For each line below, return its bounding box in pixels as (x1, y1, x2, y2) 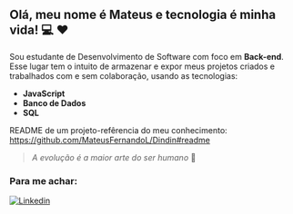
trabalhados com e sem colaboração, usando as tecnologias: (9, 70, 238, 81)
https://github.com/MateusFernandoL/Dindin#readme (9, 134, 211, 145)
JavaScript (22, 88, 66, 99)
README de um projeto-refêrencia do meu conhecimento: (9, 124, 227, 135)
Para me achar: (9, 174, 78, 187)
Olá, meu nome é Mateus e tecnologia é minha (9, 7, 276, 23)
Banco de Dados (22, 97, 86, 108)
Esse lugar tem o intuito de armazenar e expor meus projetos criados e (9, 61, 276, 72)
